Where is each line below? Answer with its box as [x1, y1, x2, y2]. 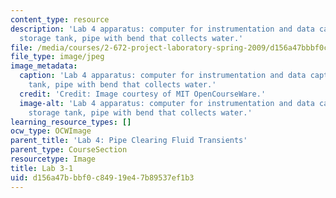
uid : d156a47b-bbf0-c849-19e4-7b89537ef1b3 [10, 172, 195, 183]
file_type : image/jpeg [10, 52, 105, 62]
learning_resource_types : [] [10, 117, 132, 127]
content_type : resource [10, 14, 110, 25]
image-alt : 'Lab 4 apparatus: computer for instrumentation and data [19, 98, 315, 108]
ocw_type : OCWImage [10, 126, 92, 136]
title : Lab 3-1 [10, 163, 74, 173]
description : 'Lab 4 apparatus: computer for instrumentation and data [10, 24, 315, 34]
